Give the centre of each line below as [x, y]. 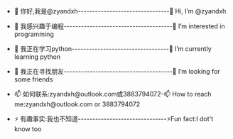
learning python [37, 57]
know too [28, 129]
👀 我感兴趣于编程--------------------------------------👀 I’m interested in [119, 26]
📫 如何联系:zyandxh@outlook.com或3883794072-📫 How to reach [113, 94]
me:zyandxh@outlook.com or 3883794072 [77, 104]
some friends [33, 79]
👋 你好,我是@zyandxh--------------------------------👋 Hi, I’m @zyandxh [120, 11]
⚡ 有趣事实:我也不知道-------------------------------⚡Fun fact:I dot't [114, 119]
